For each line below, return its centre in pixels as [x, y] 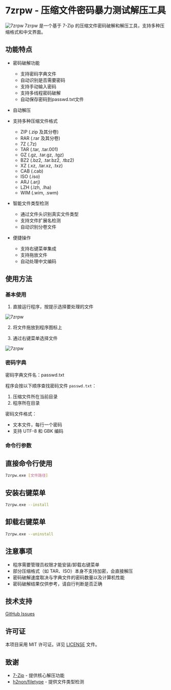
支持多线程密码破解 [41, 93]
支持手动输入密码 [38, 86]
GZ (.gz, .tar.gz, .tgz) [42, 155]
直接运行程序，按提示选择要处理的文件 [53, 307]
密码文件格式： [21, 413]
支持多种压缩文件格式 [35, 121]
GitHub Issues [20, 614]
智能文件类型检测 [31, 203]
